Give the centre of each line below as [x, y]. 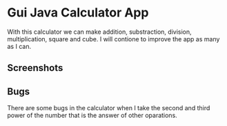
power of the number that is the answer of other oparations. [92, 116]
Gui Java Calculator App [78, 13]
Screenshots [35, 68]
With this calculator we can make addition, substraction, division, [99, 32]
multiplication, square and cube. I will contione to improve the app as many [113, 39]
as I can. [19, 46]
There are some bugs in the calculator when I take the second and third [109, 108]
